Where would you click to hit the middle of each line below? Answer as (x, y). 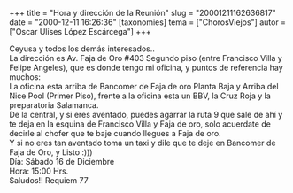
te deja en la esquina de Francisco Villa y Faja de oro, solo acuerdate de (140, 124)
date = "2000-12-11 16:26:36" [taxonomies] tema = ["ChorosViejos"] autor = (147, 22)
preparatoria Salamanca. (54, 105)
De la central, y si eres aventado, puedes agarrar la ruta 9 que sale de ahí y (146, 115)
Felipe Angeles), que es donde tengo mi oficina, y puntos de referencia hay (146, 67)
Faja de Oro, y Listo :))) (51, 152)
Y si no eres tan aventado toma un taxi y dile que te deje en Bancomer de (143, 143)
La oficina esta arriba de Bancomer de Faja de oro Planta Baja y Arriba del (144, 86)
